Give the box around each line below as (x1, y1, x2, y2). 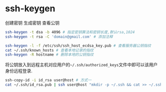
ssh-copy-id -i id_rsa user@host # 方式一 (5, 78, 92, 83)
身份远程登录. (5, 68, 33, 74)
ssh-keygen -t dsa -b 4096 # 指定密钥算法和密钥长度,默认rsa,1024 (5, 30, 135, 34)
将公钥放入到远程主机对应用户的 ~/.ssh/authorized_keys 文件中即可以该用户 (5, 62, 158, 68)
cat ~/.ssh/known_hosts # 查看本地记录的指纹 (5, 48, 94, 53)
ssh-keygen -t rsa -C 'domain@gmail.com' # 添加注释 (5, 34, 113, 39)
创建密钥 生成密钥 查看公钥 (5, 20, 60, 26)
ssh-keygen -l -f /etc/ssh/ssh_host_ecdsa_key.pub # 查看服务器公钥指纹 (5, 43, 152, 48)
